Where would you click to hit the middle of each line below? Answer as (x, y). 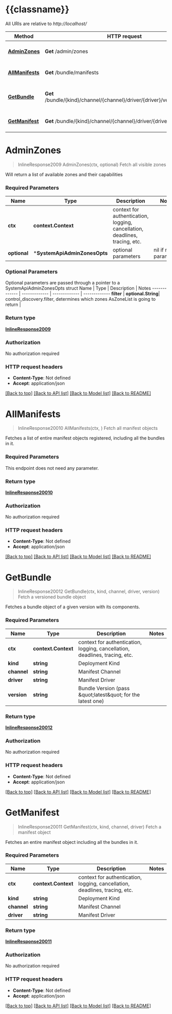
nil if (158, 250)
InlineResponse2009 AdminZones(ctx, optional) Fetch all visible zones (92, 164)
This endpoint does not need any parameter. (52, 468)
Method (24, 36)
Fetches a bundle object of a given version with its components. (73, 607)
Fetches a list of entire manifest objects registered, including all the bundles (85, 438)
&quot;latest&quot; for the (109, 694)
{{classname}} (37, 9)
